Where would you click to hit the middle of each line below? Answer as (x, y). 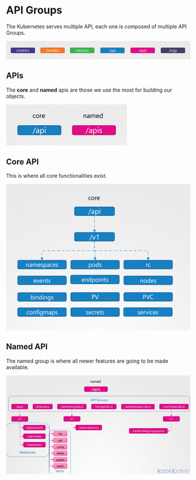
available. (18, 367)
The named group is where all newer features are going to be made (87, 361)
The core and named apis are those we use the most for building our (89, 90)
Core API (23, 162)
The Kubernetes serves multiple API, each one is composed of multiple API (97, 26)
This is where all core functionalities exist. (56, 176)
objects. (16, 96)
